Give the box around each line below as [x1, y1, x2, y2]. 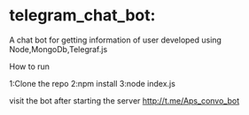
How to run [9, 61, 51, 72]
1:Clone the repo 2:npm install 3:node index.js [9, 78, 175, 88]
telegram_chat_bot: [9, 5, 156, 26]
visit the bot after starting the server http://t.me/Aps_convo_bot [9, 95, 240, 106]
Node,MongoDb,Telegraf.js [9, 43, 108, 54]
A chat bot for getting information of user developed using [9, 34, 222, 45]
